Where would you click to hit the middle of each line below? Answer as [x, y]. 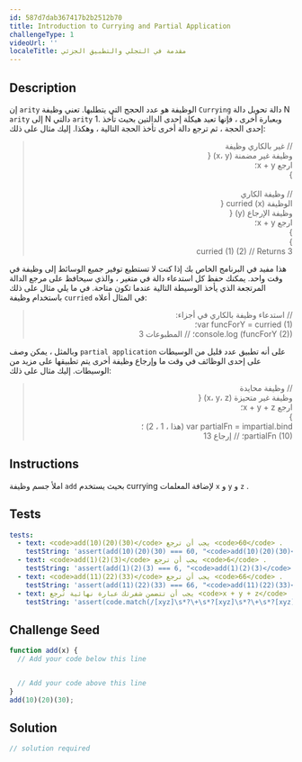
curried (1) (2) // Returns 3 [244, 251]
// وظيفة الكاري [266, 194]
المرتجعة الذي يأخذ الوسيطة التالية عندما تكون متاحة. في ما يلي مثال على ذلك [138, 287]
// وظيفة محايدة [266, 387]
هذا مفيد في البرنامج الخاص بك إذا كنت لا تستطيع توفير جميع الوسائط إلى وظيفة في [148, 268]
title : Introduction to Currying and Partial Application [120, 26]
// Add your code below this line [82, 659]
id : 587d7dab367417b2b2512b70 [66, 18]
